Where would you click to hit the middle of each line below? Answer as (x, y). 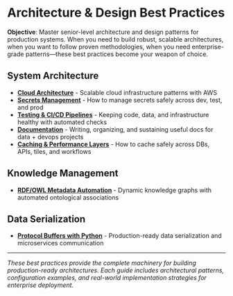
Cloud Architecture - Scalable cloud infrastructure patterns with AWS (117, 92)
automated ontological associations (68, 197)
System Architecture (53, 76)
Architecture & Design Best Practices (116, 13)
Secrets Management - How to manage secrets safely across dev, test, (120, 100)
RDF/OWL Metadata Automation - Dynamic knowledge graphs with (114, 190)
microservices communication (60, 243)
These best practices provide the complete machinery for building (102, 263)
